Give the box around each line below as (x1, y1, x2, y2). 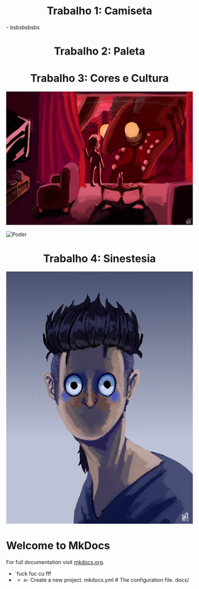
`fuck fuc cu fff (14, 570, 52, 577)
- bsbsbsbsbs (6, 24, 40, 31)
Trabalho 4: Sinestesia (43, 252, 156, 265)
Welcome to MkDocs (6, 539, 111, 552)
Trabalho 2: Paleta (54, 44, 145, 58)
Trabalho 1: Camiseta (46, 4, 153, 18)
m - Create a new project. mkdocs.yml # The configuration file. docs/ (23, 577, 190, 584)
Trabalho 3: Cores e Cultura (30, 72, 169, 85)
